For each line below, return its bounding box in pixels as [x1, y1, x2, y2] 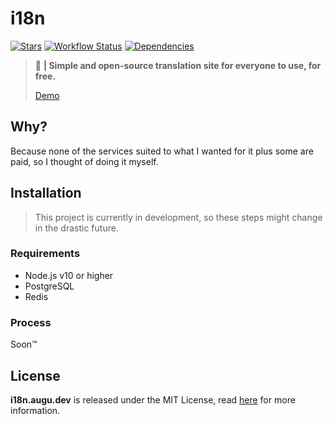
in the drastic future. [34, 222, 119, 234]
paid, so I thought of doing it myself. [10, 155, 159, 167]
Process [10, 315, 52, 329]
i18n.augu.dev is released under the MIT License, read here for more [10, 393, 296, 406]
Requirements [10, 247, 81, 261]
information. [10, 404, 61, 416]
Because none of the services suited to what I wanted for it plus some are [10, 145, 314, 157]
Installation [10, 185, 82, 202]
